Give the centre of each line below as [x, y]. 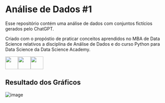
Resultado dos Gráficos [43, 82]
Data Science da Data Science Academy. [48, 49]
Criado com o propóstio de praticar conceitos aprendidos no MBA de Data [83, 39]
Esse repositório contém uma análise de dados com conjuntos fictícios [79, 23]
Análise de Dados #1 [49, 9]
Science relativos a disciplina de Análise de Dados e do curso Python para [83, 44]
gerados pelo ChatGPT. [30, 28]
